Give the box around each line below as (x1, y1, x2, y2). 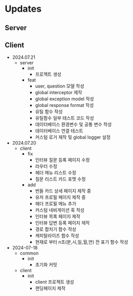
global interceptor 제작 (35, 89, 82, 96)
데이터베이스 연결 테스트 (35, 128, 83, 134)
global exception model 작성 (35, 96, 94, 102)
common (19, 250, 39, 256)
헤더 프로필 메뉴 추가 (35, 200, 76, 207)
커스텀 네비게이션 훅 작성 (35, 207, 85, 213)
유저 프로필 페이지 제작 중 (35, 194, 86, 200)
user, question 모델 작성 (35, 83, 84, 89)
